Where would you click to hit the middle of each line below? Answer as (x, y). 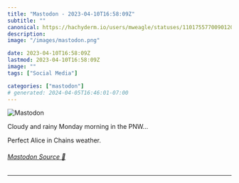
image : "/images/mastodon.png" (54, 41)
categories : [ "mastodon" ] (46, 86)
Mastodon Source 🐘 (37, 157)
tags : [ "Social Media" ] (43, 73)
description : (27, 34)
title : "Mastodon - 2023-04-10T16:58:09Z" (71, 14)
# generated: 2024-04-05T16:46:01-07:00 (68, 93)
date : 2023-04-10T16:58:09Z (49, 53)
